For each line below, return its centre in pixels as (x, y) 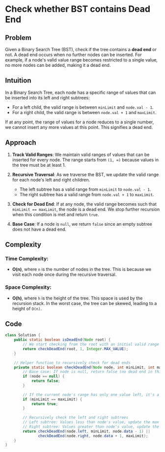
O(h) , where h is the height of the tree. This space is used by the (77, 298)
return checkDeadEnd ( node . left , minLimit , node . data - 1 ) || (87, 431)
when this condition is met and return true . (55, 214)
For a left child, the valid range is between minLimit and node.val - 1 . (83, 107)
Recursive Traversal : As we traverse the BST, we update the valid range (85, 174)
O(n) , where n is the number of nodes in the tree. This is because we (82, 270)
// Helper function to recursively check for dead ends (72, 362)
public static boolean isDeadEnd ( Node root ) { (62, 340)
